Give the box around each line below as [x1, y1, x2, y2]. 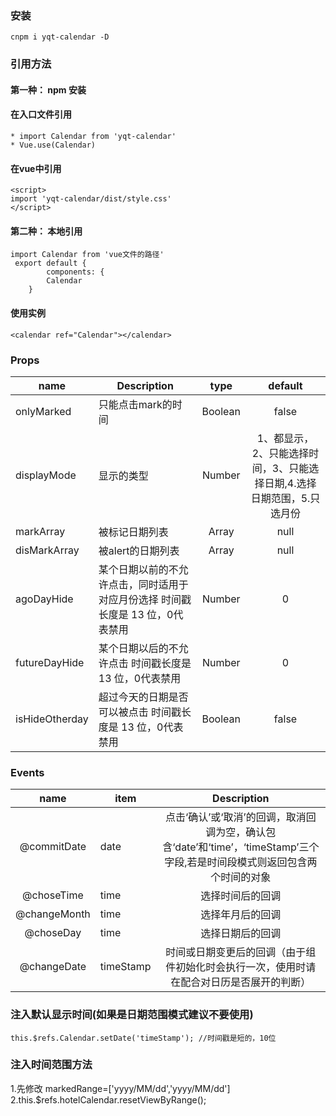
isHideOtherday [15, 712, 89, 726]
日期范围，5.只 [250, 491, 321, 505]
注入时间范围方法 [10, 1058, 93, 1072]
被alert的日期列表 [98, 543, 180, 557]
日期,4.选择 [264, 476, 317, 490]
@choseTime [22, 888, 84, 902]
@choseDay [24, 926, 82, 940]
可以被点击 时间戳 [98, 705, 182, 719]
